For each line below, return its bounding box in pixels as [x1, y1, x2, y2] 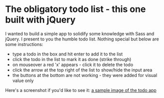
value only [12, 77, 34, 83]
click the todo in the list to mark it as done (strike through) [12, 56, 132, 62]
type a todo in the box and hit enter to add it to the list [12, 51, 123, 57]
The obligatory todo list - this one [5, 3, 146, 15]
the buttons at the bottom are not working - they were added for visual [12, 72, 158, 78]
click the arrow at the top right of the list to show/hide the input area [12, 66, 153, 73]
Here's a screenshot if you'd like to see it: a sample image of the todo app [5, 87, 157, 93]
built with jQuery [5, 14, 76, 25]
